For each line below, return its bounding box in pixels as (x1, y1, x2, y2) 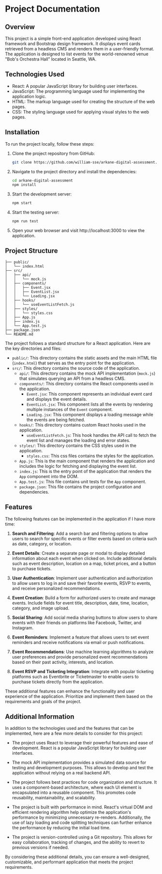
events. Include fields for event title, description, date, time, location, (12, 600, 149, 606)
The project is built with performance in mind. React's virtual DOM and (12, 804, 153, 810)
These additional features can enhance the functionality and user (5, 688, 135, 694)
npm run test (12, 219, 39, 224)
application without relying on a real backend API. (12, 770, 111, 776)
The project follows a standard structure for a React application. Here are (5, 340, 151, 346)
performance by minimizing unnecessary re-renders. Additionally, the (12, 814, 151, 821)
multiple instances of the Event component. (26, 406, 113, 412)
